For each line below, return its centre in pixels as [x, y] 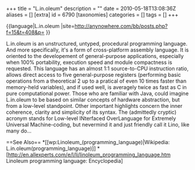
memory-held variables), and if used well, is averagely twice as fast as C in [97, 87]
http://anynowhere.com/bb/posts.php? [121, 26]
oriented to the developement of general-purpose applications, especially [95, 56]
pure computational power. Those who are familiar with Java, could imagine [97, 93]
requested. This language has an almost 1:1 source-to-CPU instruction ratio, [97, 69]
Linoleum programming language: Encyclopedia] [64, 161]
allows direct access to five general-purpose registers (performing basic [94, 75]
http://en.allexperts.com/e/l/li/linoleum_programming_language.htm [89, 154]
